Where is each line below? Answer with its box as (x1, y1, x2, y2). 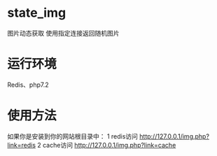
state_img (7, 5, 66, 21)
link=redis (7, 141, 36, 149)
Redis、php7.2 (7, 80, 49, 89)
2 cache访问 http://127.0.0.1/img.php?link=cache (37, 141, 176, 149)
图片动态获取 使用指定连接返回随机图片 (7, 29, 120, 37)
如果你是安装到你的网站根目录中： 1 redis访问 (7, 132, 139, 141)
